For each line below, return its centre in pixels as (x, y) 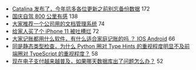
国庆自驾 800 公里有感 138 (45, 16)
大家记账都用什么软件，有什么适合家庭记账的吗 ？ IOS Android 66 (93, 39)
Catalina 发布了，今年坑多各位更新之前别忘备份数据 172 (81, 9)
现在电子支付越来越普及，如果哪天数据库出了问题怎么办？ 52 (87, 61)
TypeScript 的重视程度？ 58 (64, 54)
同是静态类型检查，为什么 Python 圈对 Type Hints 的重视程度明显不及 (98, 46)
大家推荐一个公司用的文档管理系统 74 (58, 24)
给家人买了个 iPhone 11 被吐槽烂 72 (55, 31)
